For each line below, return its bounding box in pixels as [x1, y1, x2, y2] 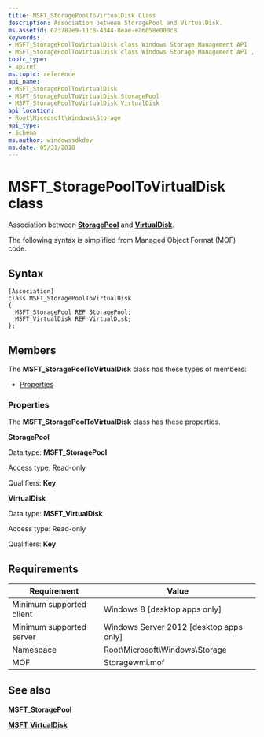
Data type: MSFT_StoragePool [8, 448, 108, 457]
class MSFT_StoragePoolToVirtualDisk [8, 295, 132, 303]
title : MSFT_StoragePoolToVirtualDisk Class [8, 11, 156, 20]
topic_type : [8, 56, 47, 64]
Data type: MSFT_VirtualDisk [8, 509, 104, 519]
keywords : [8, 33, 41, 42]
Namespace [12, 644, 57, 655]
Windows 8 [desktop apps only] [103, 604, 222, 615]
